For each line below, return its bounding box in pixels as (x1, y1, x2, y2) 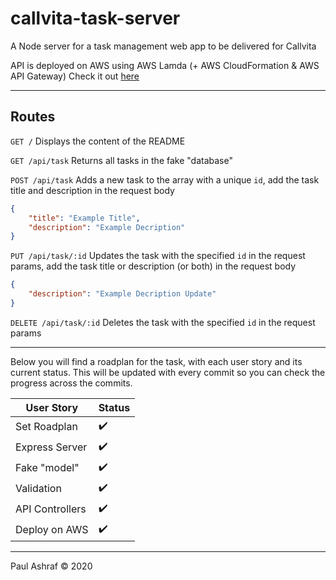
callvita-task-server (10, 7, 181, 30)
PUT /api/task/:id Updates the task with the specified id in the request (10, 250, 306, 262)
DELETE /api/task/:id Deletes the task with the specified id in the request (10, 316, 316, 328)
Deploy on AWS (15, 523, 89, 537)
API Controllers (15, 502, 87, 516)
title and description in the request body (10, 184, 175, 196)
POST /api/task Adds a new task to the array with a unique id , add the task (10, 173, 320, 186)
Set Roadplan (15, 420, 78, 434)
